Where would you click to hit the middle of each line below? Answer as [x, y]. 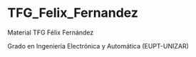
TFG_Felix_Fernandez [73, 13]
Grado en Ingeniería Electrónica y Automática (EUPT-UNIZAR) [98, 46]
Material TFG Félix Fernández [51, 32]
